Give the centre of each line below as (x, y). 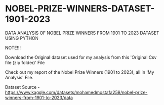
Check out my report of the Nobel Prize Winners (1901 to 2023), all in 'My (80, 72)
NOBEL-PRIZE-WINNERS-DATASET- (80, 9)
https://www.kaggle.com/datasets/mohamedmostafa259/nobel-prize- (76, 92)
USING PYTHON (22, 38)
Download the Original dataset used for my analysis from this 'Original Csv (81, 57)
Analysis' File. (19, 77)
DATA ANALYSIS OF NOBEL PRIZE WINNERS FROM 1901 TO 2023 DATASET (82, 33)
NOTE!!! (13, 48)
